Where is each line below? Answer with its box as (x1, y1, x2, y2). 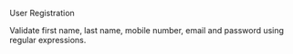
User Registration (9, 8, 75, 18)
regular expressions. (9, 35, 87, 45)
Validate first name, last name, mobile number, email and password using (9, 25, 285, 35)
